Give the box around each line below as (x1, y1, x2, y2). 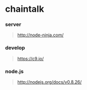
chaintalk (5, 3, 44, 15)
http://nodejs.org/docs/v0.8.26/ (17, 79, 82, 85)
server (5, 21, 21, 28)
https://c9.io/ (17, 56, 44, 61)
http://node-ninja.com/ (17, 32, 64, 38)
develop (5, 44, 25, 51)
